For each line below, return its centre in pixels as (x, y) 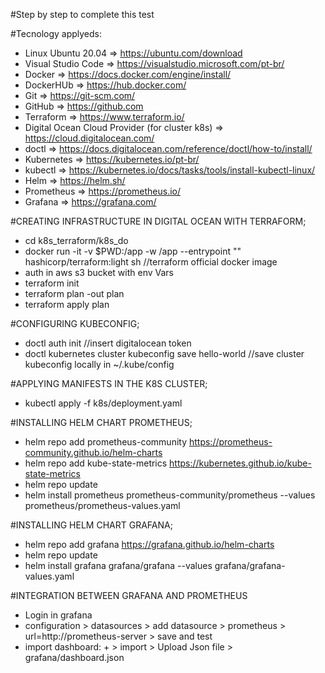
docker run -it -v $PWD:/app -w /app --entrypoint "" (133, 251)
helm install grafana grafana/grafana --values (118, 565)
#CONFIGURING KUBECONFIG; (75, 323)
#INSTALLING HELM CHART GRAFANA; (91, 525)
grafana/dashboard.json (74, 657)
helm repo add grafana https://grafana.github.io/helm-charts (149, 544)
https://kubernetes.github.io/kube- (240, 463)
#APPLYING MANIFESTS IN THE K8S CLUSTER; (109, 383)
